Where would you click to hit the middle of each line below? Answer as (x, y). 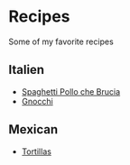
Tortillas (36, 151)
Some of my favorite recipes (61, 41)
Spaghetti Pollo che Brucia (71, 91)
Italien (27, 70)
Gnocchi (37, 101)
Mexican (33, 129)
